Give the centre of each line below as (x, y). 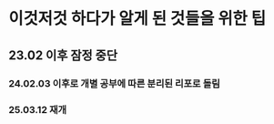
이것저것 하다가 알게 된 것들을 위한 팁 (137, 19)
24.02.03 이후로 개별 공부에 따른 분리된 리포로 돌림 (114, 83)
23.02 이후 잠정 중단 (63, 55)
